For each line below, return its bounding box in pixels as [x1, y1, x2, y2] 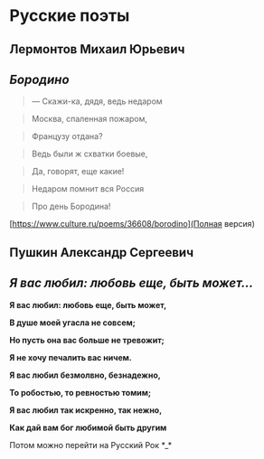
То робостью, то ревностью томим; [9, 387, 152, 398]
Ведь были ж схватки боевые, [31, 148, 148, 159]
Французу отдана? [31, 131, 103, 142]
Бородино [9, 71, 70, 87]
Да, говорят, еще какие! [31, 166, 125, 177]
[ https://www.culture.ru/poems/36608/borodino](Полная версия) [9, 219, 255, 229]
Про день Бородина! [31, 201, 111, 212]
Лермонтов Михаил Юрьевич [9, 42, 185, 57]
